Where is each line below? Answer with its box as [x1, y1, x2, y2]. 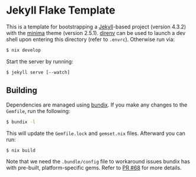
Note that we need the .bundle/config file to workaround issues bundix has [6, 158, 191, 165]
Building [6, 85, 37, 95]
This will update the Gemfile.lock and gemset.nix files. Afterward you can [6, 130, 185, 137]
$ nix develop [6, 47, 41, 53]
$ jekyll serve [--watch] [6, 69, 70, 75]
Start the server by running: [6, 57, 73, 65]
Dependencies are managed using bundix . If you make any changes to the [6, 101, 188, 108]
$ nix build [6, 147, 36, 153]
